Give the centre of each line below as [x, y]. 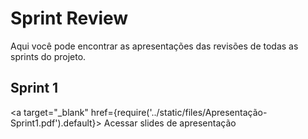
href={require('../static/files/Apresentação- [179, 112]
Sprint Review [69, 18]
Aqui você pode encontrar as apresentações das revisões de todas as [154, 46]
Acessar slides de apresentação [170, 123]
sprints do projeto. [48, 56]
